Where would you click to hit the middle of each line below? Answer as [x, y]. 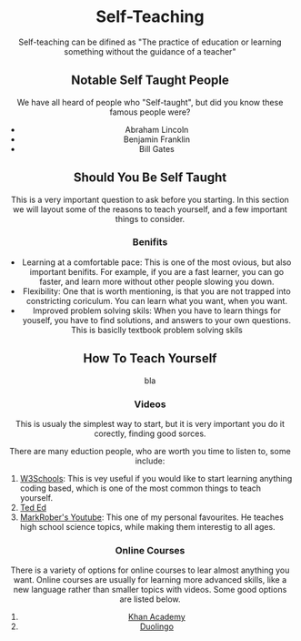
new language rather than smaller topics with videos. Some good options [150, 590]
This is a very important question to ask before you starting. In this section [150, 199]
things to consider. [150, 219]
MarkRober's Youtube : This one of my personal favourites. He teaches [151, 517]
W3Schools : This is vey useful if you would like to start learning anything [156, 478]
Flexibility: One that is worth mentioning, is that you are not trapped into [157, 291]
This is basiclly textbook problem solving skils [157, 330]
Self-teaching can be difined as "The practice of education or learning [150, 42]
